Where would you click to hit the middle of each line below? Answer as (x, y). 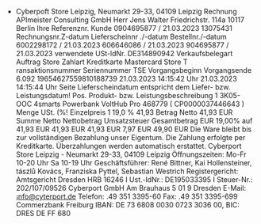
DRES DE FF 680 (43, 213)
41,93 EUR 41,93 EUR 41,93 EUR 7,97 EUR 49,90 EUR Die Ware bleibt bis (134, 129)
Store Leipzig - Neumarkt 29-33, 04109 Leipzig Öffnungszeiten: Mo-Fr (131, 154)
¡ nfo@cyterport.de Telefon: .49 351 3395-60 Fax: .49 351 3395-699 (127, 196)
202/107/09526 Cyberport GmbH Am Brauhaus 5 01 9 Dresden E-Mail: (131, 188)
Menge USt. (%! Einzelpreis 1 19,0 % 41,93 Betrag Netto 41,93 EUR (124, 112)
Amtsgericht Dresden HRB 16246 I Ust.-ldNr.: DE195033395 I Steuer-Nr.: (134, 180)
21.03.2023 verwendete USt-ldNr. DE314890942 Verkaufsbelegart (124, 53)
